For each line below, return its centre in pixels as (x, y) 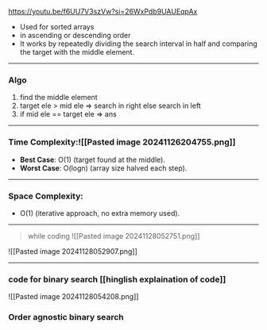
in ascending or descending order (75, 35)
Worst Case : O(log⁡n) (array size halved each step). (103, 168)
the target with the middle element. (77, 52)
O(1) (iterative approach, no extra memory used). (100, 213)
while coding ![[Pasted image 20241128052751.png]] (114, 236)
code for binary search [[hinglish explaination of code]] (117, 279)
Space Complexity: (46, 196)
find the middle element (58, 98)
